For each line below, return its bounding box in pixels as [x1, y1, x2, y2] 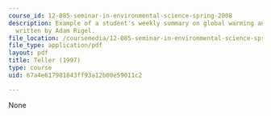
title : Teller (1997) [8, 57, 81, 65]
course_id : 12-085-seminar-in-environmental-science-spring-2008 [8, 11, 232, 20]
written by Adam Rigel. [15, 26, 95, 34]
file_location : [8, 34, 60, 42]
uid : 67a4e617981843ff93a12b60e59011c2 [8, 71, 143, 79]
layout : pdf [8, 49, 48, 57]
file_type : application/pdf [8, 42, 103, 50]
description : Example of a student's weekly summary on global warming [8, 19, 254, 27]
